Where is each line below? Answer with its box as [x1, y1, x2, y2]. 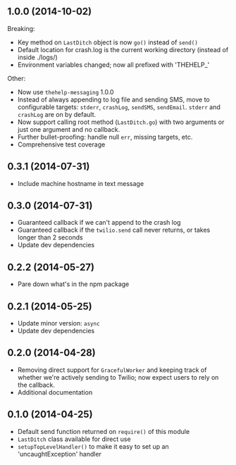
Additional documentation [17, 387, 93, 397]
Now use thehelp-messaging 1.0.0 [17, 87, 114, 96]
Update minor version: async [17, 319, 100, 328]
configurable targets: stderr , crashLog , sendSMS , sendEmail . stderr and [17, 102, 221, 111]
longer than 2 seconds [17, 233, 83, 242]
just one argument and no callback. [17, 125, 120, 133]
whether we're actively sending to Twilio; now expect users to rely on [17, 373, 219, 381]
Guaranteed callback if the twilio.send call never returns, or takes [17, 225, 211, 235]
